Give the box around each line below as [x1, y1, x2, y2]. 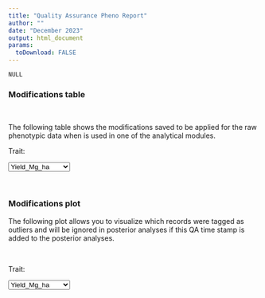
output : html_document [8, 33, 84, 42]
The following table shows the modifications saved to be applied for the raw [8, 123, 257, 132]
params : [8, 41, 34, 49]
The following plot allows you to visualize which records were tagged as [8, 216, 244, 225]
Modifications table [8, 88, 86, 100]
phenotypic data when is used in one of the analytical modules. [8, 131, 216, 140]
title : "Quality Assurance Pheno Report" [8, 11, 148, 20]
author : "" [8, 19, 45, 27]
